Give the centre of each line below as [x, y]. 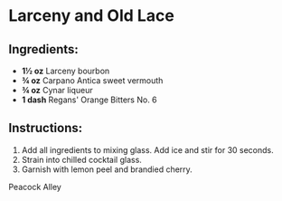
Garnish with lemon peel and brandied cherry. [107, 169]
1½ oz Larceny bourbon [66, 71]
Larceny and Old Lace [92, 16]
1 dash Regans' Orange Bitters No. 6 [89, 100]
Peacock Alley [35, 187]
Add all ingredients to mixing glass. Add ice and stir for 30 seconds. [148, 149]
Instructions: [46, 128]
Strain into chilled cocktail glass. [81, 159]
